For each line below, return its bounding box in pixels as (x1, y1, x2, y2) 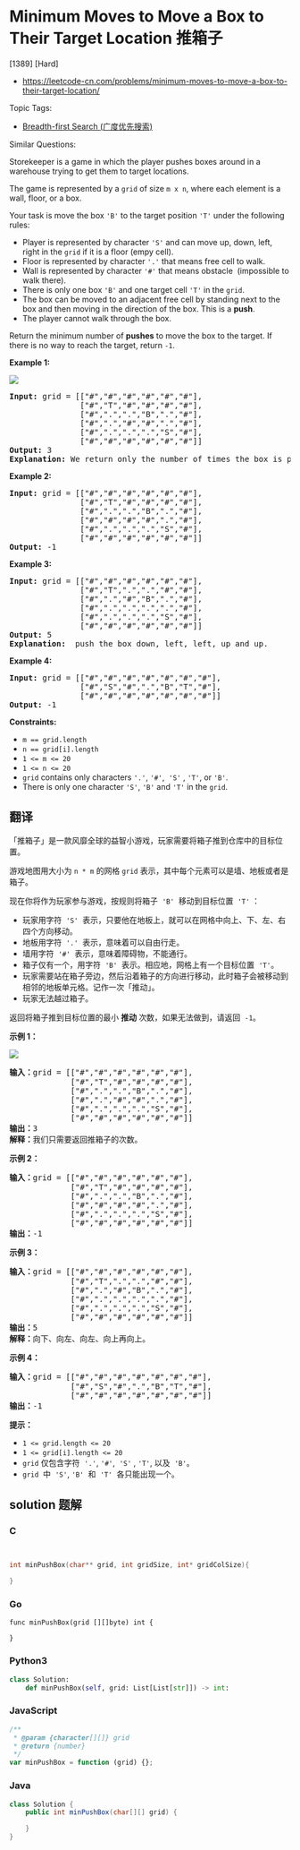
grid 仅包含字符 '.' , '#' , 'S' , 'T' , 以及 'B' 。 (21, 1457, 195, 1468)
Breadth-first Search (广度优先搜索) (21, 121, 154, 132)
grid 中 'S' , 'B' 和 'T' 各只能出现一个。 (21, 1469, 180, 1479)
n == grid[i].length (21, 745, 99, 754)
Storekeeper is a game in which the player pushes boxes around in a (9, 156, 261, 167)
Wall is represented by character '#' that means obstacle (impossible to (21, 265, 290, 276)
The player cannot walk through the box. (21, 313, 172, 323)
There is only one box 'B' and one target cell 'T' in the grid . (21, 284, 246, 295)
